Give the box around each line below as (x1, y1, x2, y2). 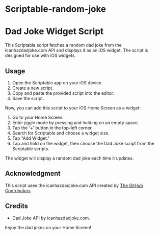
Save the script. (12, 95, 44, 101)
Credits (5, 202, 28, 210)
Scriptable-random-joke (5, 3, 106, 15)
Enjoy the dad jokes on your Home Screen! (5, 224, 92, 230)
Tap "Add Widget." (12, 135, 50, 141)
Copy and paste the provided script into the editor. (12, 90, 114, 96)
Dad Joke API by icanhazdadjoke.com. (12, 215, 90, 221)
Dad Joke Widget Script (5, 26, 104, 37)
